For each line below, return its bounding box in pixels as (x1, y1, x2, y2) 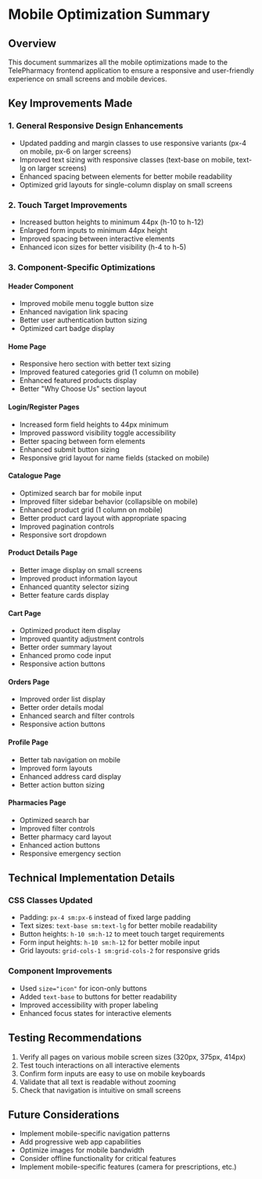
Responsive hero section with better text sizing (19, 359, 171, 369)
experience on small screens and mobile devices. (8, 75, 167, 83)
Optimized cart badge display (19, 324, 115, 333)
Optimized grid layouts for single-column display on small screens (19, 180, 233, 189)
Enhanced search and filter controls (19, 711, 135, 721)
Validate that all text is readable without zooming (19, 1077, 177, 1086)
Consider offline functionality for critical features (19, 1154, 177, 1163)
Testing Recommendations (8, 1032, 142, 1045)
